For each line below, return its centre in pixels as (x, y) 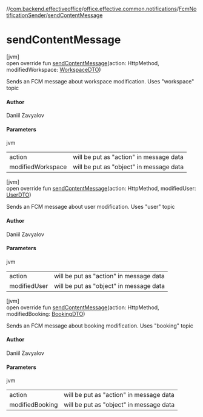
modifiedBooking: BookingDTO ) (46, 314)
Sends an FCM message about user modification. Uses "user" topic (91, 207)
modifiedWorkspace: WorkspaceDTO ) (54, 69)
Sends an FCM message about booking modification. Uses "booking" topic (100, 326)
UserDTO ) (19, 195)
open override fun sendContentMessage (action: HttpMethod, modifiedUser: (101, 189)
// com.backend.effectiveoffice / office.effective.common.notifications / (93, 9)
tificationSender (26, 15)
